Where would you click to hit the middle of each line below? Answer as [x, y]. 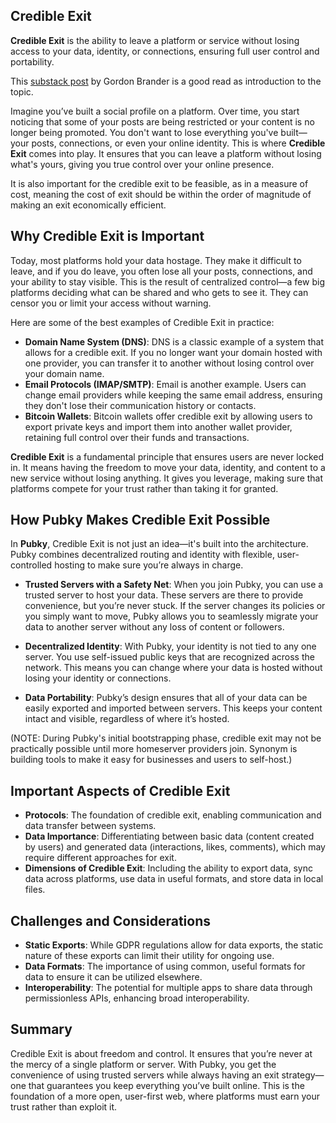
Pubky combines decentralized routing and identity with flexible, [142, 555]
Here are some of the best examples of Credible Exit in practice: [142, 322]
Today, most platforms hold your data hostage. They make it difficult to [156, 260]
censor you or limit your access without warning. [111, 303]
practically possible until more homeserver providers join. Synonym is [154, 749]
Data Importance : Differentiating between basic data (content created [169, 836]
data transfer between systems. [90, 826]
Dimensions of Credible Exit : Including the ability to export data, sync [168, 868]
